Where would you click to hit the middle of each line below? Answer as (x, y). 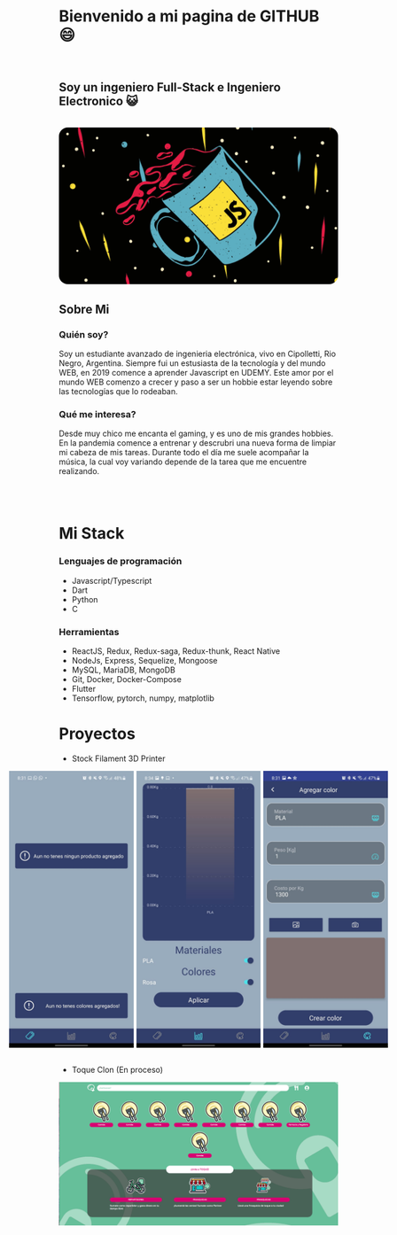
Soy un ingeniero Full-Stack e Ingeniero (170, 87)
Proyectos (97, 734)
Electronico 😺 (98, 101)
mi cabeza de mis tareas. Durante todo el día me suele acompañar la (184, 453)
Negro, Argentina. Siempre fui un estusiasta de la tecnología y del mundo (192, 363)
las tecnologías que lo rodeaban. (118, 391)
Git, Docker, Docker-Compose (127, 680)
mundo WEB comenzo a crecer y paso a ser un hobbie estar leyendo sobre (196, 382)
